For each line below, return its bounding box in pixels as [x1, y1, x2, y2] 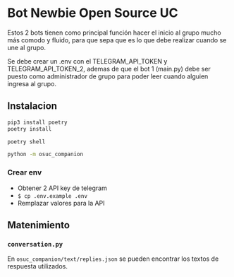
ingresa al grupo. [7, 79, 56, 88]
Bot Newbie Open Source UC [7, 5, 178, 21]
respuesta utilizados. [7, 262, 68, 271]
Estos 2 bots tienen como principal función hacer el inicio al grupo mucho [7, 28, 221, 37]
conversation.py [7, 240, 63, 248]
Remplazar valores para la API [17, 199, 105, 207]
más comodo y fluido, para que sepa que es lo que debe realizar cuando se [7, 35, 227, 44]
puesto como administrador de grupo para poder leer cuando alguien [7, 72, 209, 81]
